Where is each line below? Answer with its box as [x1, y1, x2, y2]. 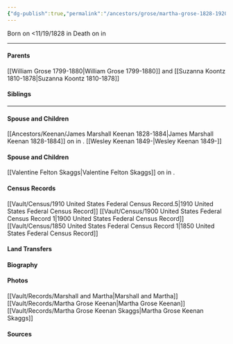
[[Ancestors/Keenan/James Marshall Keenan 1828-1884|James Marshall [7, 129, 214, 138]
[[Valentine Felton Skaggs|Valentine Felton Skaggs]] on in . [7, 168, 175, 176]
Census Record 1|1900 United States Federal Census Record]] [7, 214, 184, 222]
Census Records [7, 184, 56, 192]
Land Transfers [7, 245, 52, 253]
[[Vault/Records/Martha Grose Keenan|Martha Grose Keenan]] [7, 299, 185, 308]
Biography [7, 260, 38, 269]
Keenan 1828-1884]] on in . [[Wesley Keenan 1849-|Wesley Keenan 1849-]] [7, 137, 222, 145]
